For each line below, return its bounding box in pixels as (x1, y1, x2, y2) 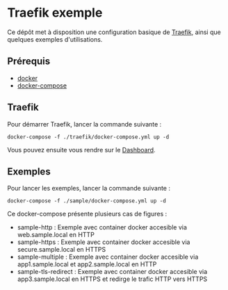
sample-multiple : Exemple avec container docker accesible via (17, 252, 199, 261)
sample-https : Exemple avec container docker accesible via (17, 238, 190, 246)
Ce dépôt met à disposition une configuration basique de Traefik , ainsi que (7, 28, 221, 36)
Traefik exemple (7, 5, 103, 21)
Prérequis (7, 56, 51, 67)
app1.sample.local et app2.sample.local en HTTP (17, 260, 157, 268)
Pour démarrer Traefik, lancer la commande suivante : (7, 120, 162, 128)
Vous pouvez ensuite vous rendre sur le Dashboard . (7, 145, 156, 154)
